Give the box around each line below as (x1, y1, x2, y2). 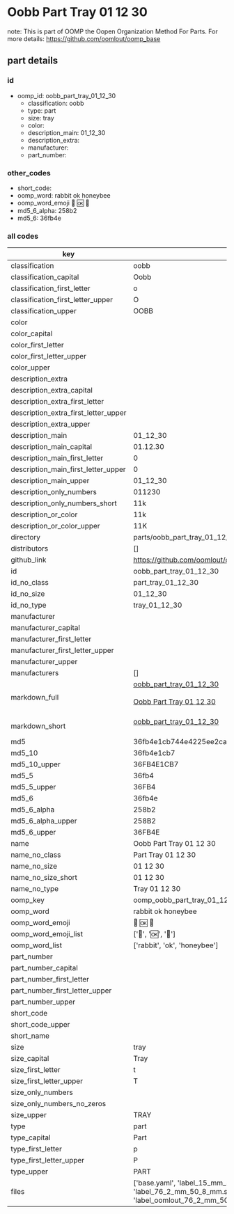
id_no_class (10, 578, 49, 588)
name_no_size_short (10, 873, 78, 883)
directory (10, 533, 40, 542)
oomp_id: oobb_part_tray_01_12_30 (17, 91, 116, 100)
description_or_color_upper (10, 521, 100, 531)
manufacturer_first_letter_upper (10, 645, 114, 655)
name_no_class (10, 850, 61, 860)
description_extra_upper (10, 419, 91, 429)
